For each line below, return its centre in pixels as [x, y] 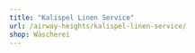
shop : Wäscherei [40, 34]
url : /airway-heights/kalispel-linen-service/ [98, 26]
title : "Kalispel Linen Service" [72, 18]
